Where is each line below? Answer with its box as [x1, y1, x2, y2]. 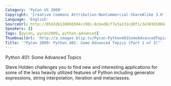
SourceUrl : [5, 21, 28, 27]
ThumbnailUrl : [5, 36, 36, 41]
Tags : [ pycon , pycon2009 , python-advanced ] [5, 31, 99, 36]
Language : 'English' [5, 17, 49, 22]
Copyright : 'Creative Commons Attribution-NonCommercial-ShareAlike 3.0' [5, 12, 165, 17]
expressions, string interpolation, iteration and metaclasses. [5, 74, 131, 81]
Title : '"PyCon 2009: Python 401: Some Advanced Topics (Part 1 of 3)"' [5, 40, 163, 46]
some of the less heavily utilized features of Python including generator [5, 69, 155, 75]
